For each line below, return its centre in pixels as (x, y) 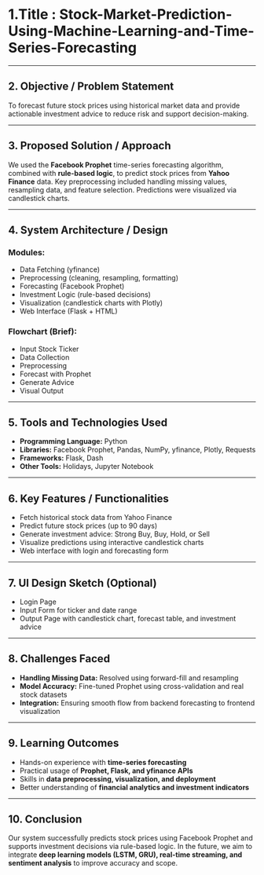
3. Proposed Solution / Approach (90, 146)
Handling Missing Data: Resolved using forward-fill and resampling (129, 678)
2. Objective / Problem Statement (91, 87)
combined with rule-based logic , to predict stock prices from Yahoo (119, 173)
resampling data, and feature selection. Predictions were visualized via (123, 189)
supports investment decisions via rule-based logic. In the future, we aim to (130, 847)
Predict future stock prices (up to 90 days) (88, 526)
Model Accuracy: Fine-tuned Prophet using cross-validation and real (132, 686)
